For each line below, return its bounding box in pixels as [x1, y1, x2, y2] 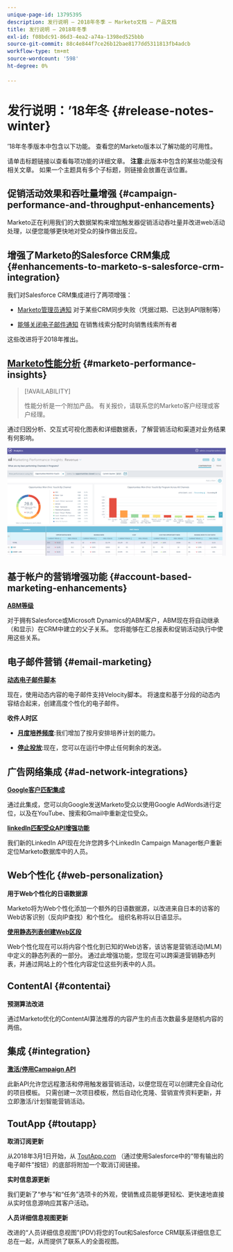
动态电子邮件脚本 [7, 676, 56, 684]
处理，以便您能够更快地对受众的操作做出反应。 [7, 227, 141, 236]
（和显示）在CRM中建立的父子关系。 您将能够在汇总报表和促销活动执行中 [7, 625, 217, 633]
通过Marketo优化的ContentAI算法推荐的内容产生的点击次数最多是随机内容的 [7, 1014, 224, 1023]
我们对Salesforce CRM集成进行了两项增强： [7, 291, 132, 299]
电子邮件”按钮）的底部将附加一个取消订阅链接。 [7, 1161, 144, 1169]
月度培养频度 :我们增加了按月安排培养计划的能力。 [17, 729, 159, 737]
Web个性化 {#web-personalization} [7, 870, 164, 881]
